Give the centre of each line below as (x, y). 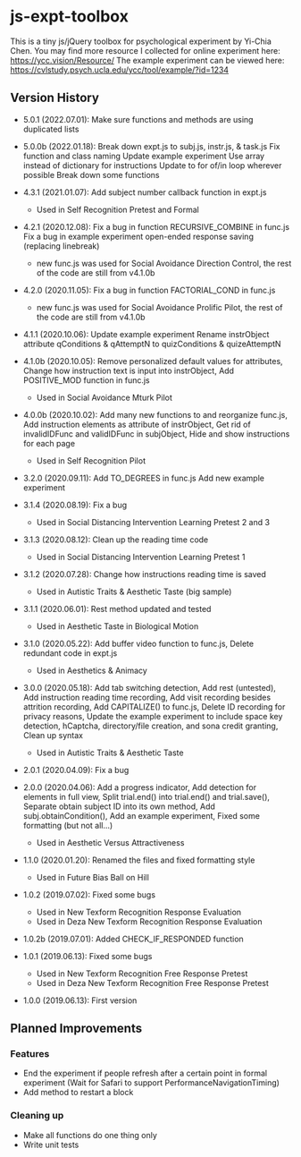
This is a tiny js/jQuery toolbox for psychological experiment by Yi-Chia (141, 41)
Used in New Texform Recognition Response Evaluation (139, 912)
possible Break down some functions (91, 174)
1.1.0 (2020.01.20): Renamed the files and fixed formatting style (139, 860)
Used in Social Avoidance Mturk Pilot (105, 397)
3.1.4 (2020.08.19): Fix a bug (75, 505)
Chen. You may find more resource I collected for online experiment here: (145, 50)
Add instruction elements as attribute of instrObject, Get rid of (137, 424)
